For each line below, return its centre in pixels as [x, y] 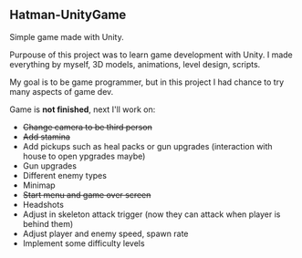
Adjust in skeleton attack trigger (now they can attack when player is [151, 214]
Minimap [39, 185]
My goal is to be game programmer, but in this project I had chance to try [147, 82]
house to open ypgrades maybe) [84, 156]
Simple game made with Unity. [67, 36]
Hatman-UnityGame [68, 15]
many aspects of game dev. [62, 91]
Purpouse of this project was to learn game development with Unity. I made [151, 55]
